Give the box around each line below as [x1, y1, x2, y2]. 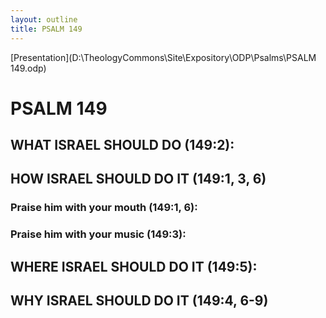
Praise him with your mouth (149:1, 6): [10, 201, 198, 215]
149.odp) [10, 62, 47, 74]
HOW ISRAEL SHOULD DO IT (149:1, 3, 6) [10, 171, 267, 188]
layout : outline [10, 14, 78, 25]
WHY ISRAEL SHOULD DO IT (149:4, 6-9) [10, 292, 269, 310]
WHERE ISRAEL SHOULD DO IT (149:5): [10, 258, 258, 275]
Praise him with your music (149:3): [10, 227, 187, 241]
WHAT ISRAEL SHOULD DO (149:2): [10, 137, 235, 154]
